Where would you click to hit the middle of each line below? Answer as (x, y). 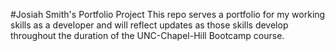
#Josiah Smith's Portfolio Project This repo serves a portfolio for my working (168, 14)
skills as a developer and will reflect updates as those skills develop (149, 25)
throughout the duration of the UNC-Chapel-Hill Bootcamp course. (147, 35)
